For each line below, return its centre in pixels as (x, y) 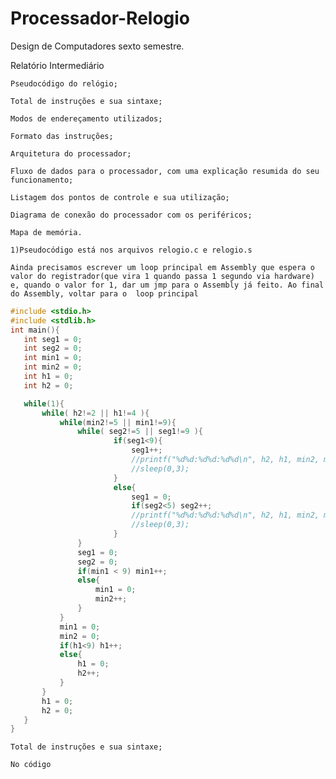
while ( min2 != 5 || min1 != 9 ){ (118, 422)
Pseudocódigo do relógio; (64, 83)
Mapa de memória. (46, 232)
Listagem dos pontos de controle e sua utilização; (120, 197)
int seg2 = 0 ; (53, 348)
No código (31, 765)
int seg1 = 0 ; (53, 339)
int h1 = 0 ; (48, 377)
